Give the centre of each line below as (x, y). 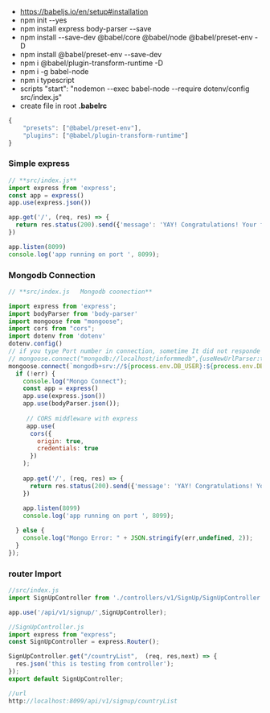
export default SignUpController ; (66, 679)
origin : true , (61, 441)
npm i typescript (47, 80)
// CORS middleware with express (82, 418)
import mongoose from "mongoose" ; (66, 321)
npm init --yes (43, 20)
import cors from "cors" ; (51, 329)
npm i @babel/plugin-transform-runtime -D (91, 63)
